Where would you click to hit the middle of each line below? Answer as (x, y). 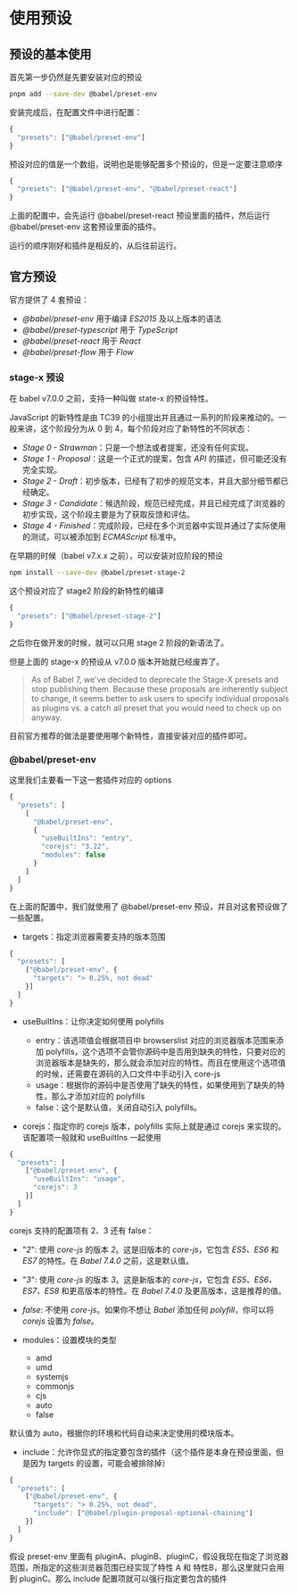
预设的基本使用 (50, 54)
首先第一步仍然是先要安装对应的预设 (76, 77)
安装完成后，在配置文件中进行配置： (76, 112)
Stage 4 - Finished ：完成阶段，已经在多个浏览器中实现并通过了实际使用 (154, 526)
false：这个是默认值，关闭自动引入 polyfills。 (119, 1107)
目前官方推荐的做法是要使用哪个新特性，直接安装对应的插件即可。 (130, 735)
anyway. (46, 717)
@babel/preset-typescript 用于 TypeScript (100, 329)
